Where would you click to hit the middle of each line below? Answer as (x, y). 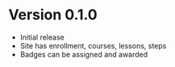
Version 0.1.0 (53, 15)
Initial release (42, 37)
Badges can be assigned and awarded (84, 54)
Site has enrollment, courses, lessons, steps (93, 45)
